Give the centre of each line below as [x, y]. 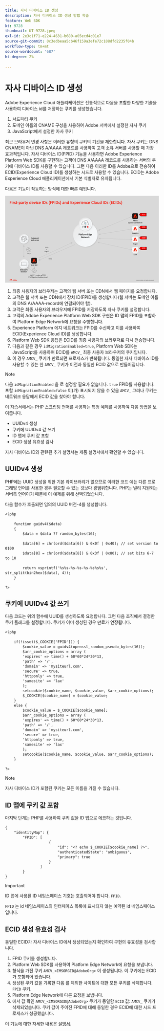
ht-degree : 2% [20, 57]
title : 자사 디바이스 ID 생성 [32, 10]
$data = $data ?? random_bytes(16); [60, 534]
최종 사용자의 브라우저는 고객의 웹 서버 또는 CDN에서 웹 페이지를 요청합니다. [84, 291]
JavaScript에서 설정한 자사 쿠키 [42, 132]
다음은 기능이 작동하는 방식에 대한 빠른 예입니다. [51, 189]
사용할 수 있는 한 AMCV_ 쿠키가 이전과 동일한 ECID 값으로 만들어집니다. [78, 364]
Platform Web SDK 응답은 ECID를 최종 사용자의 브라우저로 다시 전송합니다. [84, 340]
